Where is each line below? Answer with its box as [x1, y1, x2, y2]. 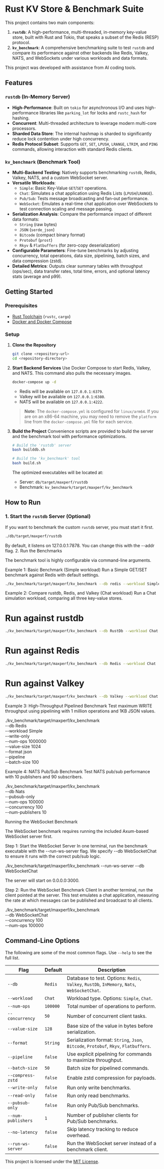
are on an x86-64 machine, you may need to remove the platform [24, 413, 157, 419]
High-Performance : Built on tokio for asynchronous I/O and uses [12, 104, 144, 111]
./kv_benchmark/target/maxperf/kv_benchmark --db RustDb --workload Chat [5, 629, 159, 634]
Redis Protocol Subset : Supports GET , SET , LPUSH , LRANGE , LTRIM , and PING [12, 141, 158, 147]
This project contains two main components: [5, 20, 95, 25]
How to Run [5, 498, 41, 507]
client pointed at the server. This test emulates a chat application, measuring [5, 892, 159, 898]
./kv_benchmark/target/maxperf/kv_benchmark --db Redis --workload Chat [5, 662, 156, 666]
